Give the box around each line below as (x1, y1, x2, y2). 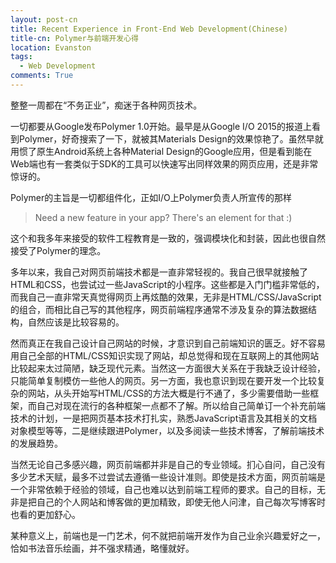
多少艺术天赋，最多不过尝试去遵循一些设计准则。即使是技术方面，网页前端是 (10, 471, 326, 483)
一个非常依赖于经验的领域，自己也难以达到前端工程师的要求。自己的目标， (10, 483, 317, 495)
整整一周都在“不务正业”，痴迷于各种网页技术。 (10, 99, 203, 111)
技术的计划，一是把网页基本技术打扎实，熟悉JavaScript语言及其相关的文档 (10, 412, 318, 424)
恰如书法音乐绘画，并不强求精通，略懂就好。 (10, 542, 195, 554)
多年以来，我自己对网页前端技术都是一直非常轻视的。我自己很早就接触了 (10, 266, 308, 278)
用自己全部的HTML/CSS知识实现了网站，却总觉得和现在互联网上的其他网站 (10, 349, 320, 361)
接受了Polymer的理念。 (10, 244, 107, 256)
